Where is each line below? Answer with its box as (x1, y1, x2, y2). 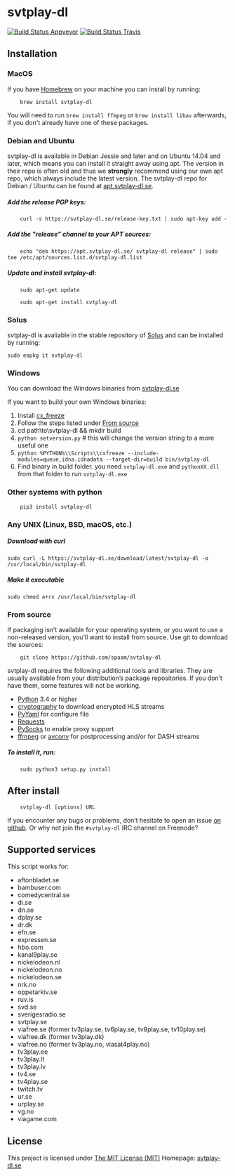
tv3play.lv (17, 1062, 46, 1071)
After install (7, 785, 60, 797)
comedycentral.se (17, 891, 70, 899)
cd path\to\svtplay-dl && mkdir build (17, 426, 121, 435)
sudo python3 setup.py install (20, 766, 112, 773)
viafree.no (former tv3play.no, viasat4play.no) (17, 1040, 150, 1049)
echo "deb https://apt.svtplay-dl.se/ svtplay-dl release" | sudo (20, 247, 218, 255)
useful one (17, 441, 49, 450)
